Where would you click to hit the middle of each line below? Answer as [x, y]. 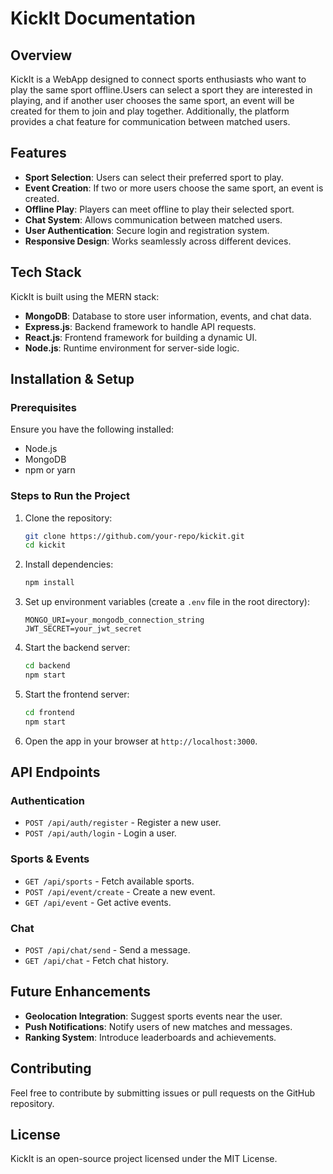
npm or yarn [50, 470]
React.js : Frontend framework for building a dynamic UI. [141, 337]
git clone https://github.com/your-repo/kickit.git [134, 536]
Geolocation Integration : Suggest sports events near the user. [153, 1016]
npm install [49, 583]
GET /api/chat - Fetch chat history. [97, 961]
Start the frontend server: [77, 694]
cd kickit [45, 545]
